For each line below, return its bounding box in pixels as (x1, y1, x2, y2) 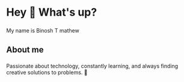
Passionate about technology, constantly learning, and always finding (6, 63, 179, 70)
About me (6, 45, 44, 55)
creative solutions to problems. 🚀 (6, 69, 88, 76)
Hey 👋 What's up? (6, 5, 97, 19)
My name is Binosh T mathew (6, 27, 79, 34)
